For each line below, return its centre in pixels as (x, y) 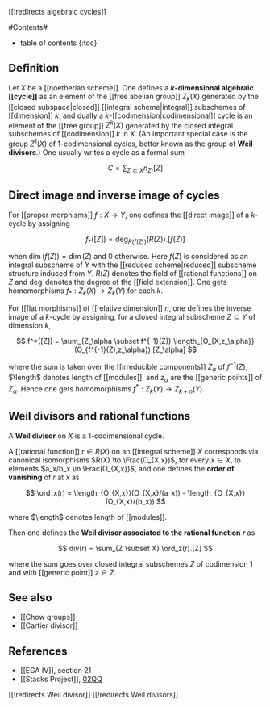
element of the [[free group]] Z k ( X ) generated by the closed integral (121, 124)
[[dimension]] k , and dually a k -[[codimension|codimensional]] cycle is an (131, 115)
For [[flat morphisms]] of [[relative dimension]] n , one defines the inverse (130, 308)
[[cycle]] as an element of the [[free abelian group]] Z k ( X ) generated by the (134, 97)
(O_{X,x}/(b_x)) (130, 501)
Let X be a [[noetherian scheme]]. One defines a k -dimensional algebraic (131, 87)
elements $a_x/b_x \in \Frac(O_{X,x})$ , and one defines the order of (121, 468)
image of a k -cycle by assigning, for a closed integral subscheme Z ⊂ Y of (132, 317)
